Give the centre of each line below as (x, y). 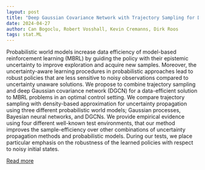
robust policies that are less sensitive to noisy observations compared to (98, 78)
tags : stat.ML (24, 35)
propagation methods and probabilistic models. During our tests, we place (99, 136)
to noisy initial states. (33, 149)
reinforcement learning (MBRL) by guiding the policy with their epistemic (98, 58)
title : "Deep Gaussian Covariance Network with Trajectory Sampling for (101, 18)
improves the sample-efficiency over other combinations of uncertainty (96, 130)
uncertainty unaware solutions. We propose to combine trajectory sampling (101, 84)
